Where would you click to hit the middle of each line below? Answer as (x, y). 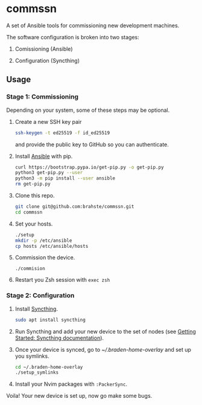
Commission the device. (45, 258)
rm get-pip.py (33, 184)
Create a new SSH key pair (48, 121)
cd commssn (29, 212)
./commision (30, 269)
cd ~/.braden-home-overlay (49, 367)
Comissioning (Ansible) (44, 49)
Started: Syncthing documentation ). (59, 338)
